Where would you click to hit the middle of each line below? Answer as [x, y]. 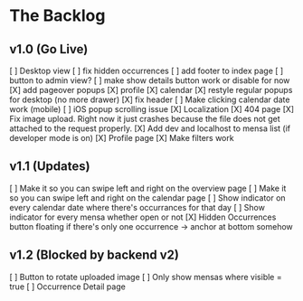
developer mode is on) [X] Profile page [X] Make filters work [122, 138]
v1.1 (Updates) [50, 167]
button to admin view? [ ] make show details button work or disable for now [150, 80]
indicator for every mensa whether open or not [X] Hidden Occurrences [143, 217]
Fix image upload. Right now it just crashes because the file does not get [145, 119]
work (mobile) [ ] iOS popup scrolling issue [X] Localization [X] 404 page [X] [152, 109]
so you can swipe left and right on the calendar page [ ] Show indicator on [148, 198]
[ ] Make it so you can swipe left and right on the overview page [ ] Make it [148, 188]
